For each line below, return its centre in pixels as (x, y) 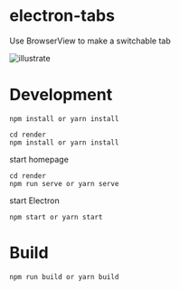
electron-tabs (62, 16)
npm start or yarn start (56, 217)
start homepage (39, 159)
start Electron (35, 201)
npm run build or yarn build (64, 276)
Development (61, 95)
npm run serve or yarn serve (64, 183)
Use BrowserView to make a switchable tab (90, 41)
